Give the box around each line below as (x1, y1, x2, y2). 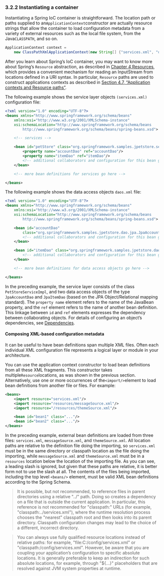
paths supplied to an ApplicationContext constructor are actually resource (5, 20, 152, 26)
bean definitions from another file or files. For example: (5, 383, 116, 388)
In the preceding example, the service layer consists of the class (5, 283, 135, 289)
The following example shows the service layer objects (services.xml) (5, 94, 147, 100)
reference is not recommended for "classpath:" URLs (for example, (17, 504, 152, 510)
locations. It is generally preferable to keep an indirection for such (17, 555, 150, 561)
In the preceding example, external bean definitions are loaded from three (5, 432, 154, 438)
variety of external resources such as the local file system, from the (5, 31, 141, 37)
